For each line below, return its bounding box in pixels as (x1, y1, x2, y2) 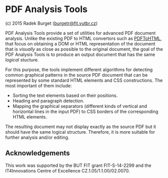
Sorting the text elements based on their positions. (12, 92, 118, 98)
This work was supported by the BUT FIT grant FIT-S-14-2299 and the (5, 162, 151, 168)
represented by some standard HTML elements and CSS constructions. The (5, 77, 163, 83)
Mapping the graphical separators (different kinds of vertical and (12, 103, 147, 109)
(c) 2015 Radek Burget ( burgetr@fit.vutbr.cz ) (5, 20, 98, 26)
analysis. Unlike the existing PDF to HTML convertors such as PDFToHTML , (5, 35, 162, 41)
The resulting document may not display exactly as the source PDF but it (5, 124, 156, 130)
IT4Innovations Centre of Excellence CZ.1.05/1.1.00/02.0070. (5, 167, 130, 173)
